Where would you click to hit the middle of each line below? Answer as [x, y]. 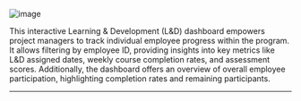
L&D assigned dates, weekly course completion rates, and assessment [140, 59]
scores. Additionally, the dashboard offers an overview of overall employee [147, 69]
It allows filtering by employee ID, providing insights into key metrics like [142, 50]
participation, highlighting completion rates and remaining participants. [140, 79]
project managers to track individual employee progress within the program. [149, 41]
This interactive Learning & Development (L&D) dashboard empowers [138, 31]
